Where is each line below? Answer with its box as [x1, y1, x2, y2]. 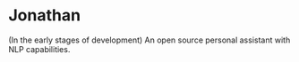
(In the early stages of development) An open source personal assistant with [8, 35, 291, 45]
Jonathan [8, 5, 81, 26]
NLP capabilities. [8, 43, 71, 54]
